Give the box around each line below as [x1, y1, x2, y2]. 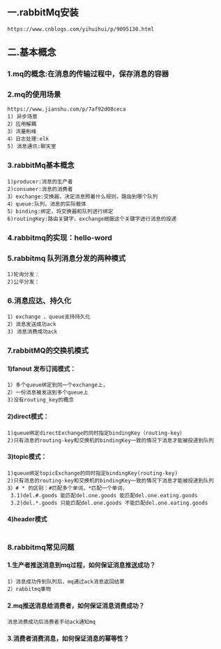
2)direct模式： [7, 412, 49, 420]
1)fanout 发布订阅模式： [7, 364, 77, 373]
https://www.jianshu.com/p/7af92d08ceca [7, 106, 127, 113]
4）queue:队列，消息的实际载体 [7, 200, 86, 208]
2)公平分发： [7, 278, 40, 285]
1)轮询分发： [7, 271, 40, 278]
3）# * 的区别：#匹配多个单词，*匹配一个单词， [7, 485, 128, 492]
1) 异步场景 [7, 113, 38, 120]
